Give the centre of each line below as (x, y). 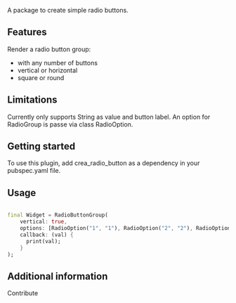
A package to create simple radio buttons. (68, 10)
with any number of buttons (58, 63)
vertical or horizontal (47, 70)
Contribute (23, 293)
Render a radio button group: (49, 49)
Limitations (32, 100)
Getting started (41, 147)
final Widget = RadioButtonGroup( (58, 215)
